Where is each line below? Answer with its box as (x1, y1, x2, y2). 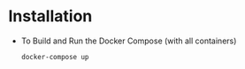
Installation (8, 6, 93, 27)
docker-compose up (20, 52, 89, 61)
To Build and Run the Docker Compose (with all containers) (20, 35, 237, 46)
